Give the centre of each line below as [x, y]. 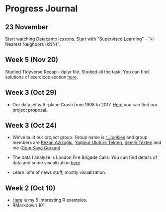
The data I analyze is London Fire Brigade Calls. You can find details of [85, 157]
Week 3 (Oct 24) [31, 125]
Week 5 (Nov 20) [32, 60]
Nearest [13, 44]
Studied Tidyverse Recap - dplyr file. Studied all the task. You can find [77, 71]
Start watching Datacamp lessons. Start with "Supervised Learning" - [76, 39]
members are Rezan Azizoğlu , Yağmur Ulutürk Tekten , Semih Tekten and [87, 142]
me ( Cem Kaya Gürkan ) [36, 148]
